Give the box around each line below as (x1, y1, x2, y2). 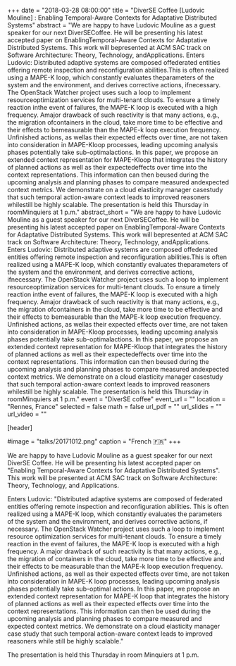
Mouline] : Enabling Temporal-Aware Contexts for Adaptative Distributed (7, 13, 217, 22)
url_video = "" (7, 410, 47, 418)
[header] (7, 424, 33, 432)
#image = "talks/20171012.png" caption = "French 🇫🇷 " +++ (7, 437, 181, 446)
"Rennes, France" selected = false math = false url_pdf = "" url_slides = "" (7, 403, 222, 410)
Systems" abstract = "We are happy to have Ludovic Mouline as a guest (7, 21, 216, 29)
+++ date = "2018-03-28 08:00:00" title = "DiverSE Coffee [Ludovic (7, 6, 205, 14)
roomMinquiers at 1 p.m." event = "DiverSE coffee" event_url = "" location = (7, 395, 226, 403)
